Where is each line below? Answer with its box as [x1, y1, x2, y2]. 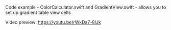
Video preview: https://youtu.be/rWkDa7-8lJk [5, 19, 101, 25]
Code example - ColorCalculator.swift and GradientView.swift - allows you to [5, 4, 166, 10]
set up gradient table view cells [5, 9, 71, 15]
